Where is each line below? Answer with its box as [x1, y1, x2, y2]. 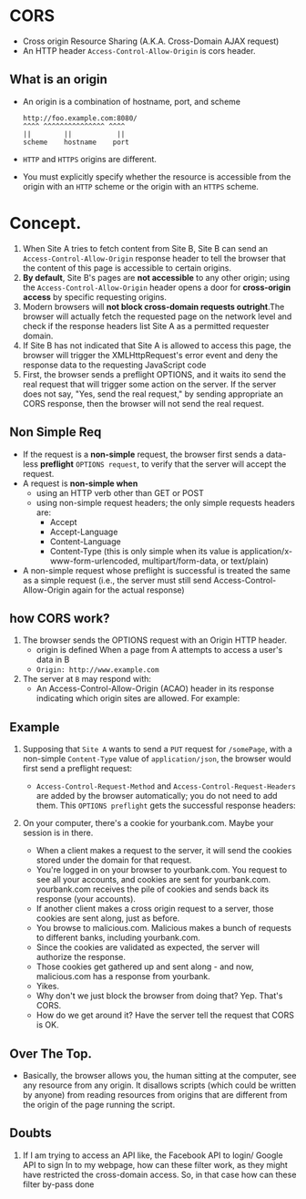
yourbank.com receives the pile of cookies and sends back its [36, 884, 270, 894]
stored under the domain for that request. [36, 854, 192, 866]
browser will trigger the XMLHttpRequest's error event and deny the [22, 349, 279, 360]
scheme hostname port [22, 138, 129, 147]
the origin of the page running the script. [22, 1099, 176, 1110]
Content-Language [49, 535, 121, 547]
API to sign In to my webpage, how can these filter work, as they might [22, 1159, 289, 1170]
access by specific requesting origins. [22, 291, 167, 302]
